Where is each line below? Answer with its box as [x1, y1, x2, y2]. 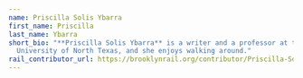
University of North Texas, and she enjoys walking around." [16, 47, 252, 56]
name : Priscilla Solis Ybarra [8, 13, 123, 22]
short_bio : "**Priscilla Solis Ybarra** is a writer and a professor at [8, 38, 289, 48]
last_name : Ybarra [8, 30, 78, 39]
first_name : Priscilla [8, 22, 94, 30]
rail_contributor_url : [8, 55, 94, 64]
